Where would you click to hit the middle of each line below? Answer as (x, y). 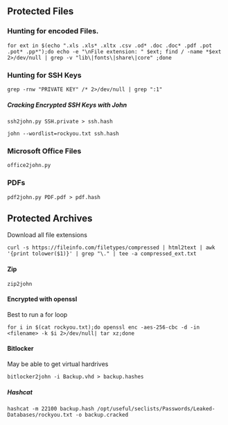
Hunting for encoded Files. (53, 31)
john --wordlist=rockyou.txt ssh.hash (63, 133)
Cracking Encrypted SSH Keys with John (67, 105)
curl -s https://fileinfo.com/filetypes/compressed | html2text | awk (111, 248)
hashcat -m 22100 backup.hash (51, 408)
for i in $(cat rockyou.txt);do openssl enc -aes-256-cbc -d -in (103, 327)
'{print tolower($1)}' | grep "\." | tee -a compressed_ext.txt (102, 254)
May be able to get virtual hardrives (58, 364)
